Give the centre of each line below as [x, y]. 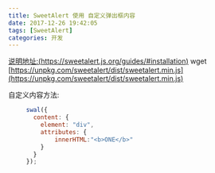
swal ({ [37, 110]
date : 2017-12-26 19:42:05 [53, 23]
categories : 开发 [36, 38]
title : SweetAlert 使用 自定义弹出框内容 [72, 15]
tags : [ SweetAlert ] [41, 30]
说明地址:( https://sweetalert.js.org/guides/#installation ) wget [107, 61]
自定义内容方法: [34, 95]
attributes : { [64, 132]
